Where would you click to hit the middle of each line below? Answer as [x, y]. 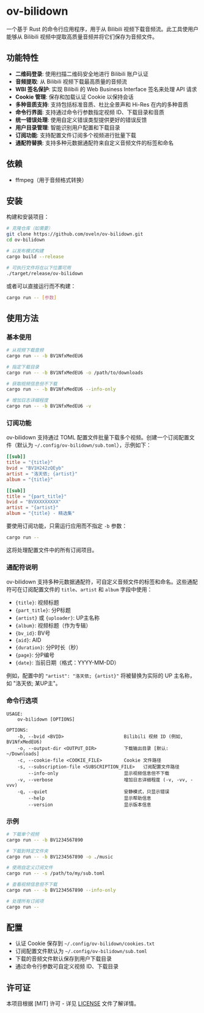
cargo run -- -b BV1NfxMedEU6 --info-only [61, 389]
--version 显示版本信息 [90, 805]
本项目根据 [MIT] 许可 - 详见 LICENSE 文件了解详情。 [73, 1004]
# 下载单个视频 [23, 834]
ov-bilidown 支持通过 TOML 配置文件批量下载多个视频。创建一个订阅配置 [98, 438]
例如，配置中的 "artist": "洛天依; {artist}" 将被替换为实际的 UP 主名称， [101, 676]
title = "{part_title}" [37, 496]
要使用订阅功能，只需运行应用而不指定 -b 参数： [67, 526]
